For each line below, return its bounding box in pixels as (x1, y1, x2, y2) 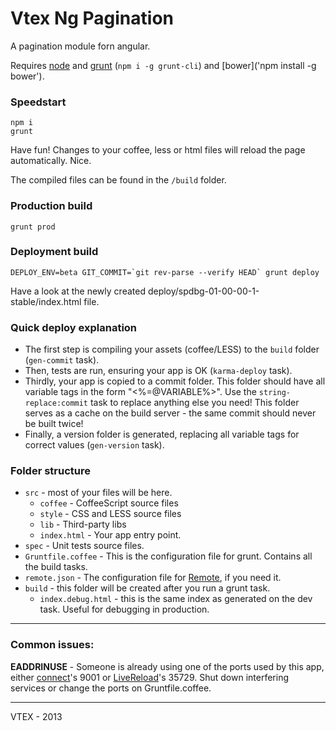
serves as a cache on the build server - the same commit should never (24, 407, 317, 419)
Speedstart (10, 95, 67, 109)
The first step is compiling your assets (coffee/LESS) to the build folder (24, 343, 320, 356)
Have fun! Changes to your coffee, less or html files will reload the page (10, 144, 306, 156)
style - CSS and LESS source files (39, 508, 182, 520)
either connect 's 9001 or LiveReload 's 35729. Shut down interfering (10, 671, 289, 683)
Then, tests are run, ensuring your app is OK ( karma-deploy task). (24, 365, 293, 377)
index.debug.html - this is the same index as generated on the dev (39, 593, 313, 605)
